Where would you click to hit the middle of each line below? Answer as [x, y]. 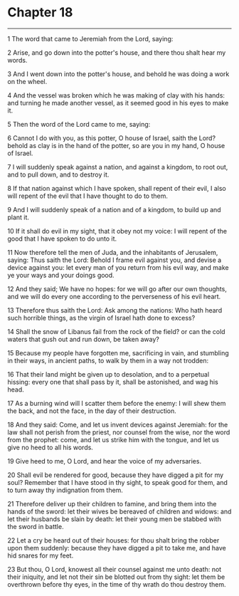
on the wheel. [27, 81]
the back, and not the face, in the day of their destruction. [92, 411]
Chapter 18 [40, 12]
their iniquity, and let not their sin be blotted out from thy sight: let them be [116, 577]
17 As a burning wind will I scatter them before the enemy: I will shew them [117, 403]
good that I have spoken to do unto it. [62, 239]
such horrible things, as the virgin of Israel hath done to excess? [101, 318]
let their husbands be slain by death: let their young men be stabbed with [115, 519]
